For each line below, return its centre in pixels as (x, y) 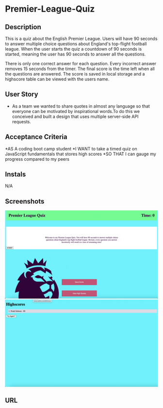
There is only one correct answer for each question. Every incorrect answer (81, 64)
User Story (22, 94)
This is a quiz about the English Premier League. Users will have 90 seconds (81, 38)
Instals (16, 175)
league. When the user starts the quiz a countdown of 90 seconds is (73, 49)
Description (23, 27)
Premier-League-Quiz (50, 9)
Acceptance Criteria (36, 137)
